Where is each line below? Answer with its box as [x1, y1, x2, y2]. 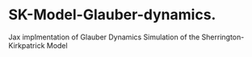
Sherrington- [201, 32, 245, 42]
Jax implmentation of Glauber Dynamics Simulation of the [8, 32, 200, 42]
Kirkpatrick [8, 40, 45, 50]
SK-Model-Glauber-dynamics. [8, 6, 216, 24]
